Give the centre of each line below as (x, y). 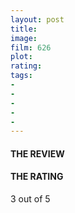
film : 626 (31, 47)
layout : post (37, 19)
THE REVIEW (37, 153)
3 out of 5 (30, 199)
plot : (21, 57)
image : (24, 38)
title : (24, 29)
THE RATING (37, 177)
